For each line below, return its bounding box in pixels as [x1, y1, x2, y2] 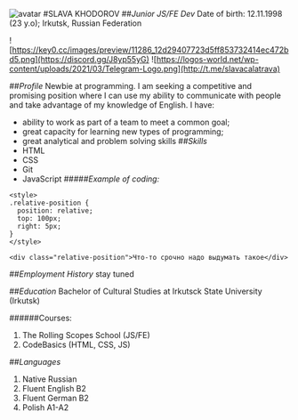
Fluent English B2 [21, 384, 87, 393]
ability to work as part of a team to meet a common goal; [21, 117, 230, 127]
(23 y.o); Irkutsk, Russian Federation [9, 18, 142, 28]
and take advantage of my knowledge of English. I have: [9, 100, 215, 110]
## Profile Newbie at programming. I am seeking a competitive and [9, 81, 252, 91]
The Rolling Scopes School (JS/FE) [21, 330, 151, 340]
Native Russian [21, 374, 77, 384]
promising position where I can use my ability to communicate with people [9, 90, 282, 101]
